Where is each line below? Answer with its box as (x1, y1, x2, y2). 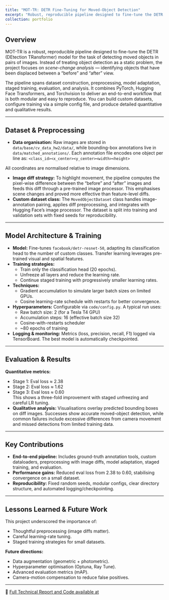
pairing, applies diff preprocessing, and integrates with (36, 202, 149, 207)
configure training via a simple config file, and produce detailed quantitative (5, 101, 162, 107)
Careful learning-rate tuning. (12, 534, 72, 540)
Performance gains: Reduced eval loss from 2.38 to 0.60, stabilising (12, 470, 155, 476)
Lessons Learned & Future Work (5, 505, 108, 513)
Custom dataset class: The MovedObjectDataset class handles (12, 196, 141, 202)
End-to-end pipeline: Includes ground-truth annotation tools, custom (12, 454, 156, 460)
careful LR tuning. (12, 400, 50, 406)
